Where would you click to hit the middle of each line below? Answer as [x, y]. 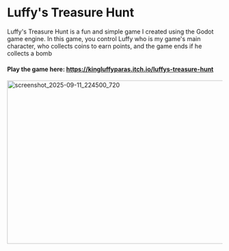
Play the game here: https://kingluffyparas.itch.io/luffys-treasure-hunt [110, 69]
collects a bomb [30, 53]
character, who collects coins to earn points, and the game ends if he [105, 46]
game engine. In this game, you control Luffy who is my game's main [104, 38]
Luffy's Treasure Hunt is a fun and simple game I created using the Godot [110, 31]
